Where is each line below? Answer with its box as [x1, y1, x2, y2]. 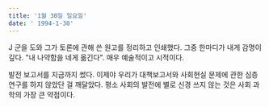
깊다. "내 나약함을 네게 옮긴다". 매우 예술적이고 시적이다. [8, 52, 184, 62]
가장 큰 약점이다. [23, 89, 75, 99]
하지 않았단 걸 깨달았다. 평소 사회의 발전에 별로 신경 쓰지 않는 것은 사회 [29, 80, 252, 89]
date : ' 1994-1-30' [8, 19, 74, 27]
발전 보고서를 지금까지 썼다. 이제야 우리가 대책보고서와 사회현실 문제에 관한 [8, 69, 244, 79]
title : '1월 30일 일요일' [8, 11, 87, 20]
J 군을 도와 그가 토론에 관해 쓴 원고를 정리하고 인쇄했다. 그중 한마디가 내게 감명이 [8, 42, 263, 52]
